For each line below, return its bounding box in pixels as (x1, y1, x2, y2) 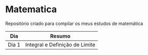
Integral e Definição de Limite (25, 41, 96, 48)
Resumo (50, 32, 71, 39)
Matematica (5, 4, 57, 15)
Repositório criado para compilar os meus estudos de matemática (5, 20, 143, 26)
